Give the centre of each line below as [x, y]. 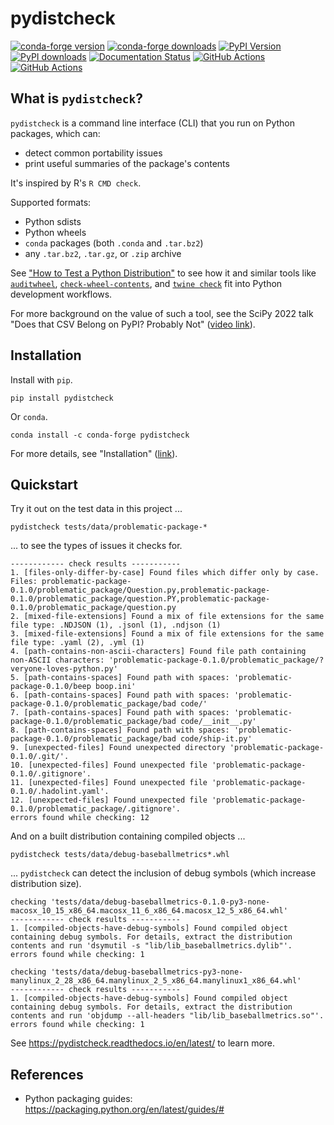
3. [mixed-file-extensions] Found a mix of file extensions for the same [167, 634]
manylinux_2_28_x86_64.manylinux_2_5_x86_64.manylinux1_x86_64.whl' [156, 981]
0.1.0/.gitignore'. [51, 774]
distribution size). [46, 884]
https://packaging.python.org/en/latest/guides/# [124, 1109]
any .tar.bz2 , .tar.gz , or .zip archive [103, 253]
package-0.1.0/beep [51, 687]
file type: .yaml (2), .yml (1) [77, 643]
